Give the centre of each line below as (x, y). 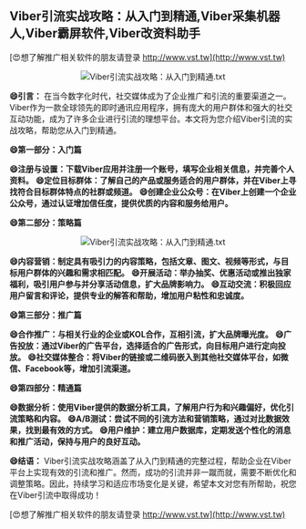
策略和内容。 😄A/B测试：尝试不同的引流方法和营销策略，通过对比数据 (149, 419)
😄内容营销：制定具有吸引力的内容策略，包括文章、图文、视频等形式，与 (145, 261)
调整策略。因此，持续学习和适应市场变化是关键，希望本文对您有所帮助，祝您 (153, 483)
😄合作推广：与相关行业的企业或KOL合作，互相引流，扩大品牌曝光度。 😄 (147, 334)
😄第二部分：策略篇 (46, 223)
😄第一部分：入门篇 (46, 150)
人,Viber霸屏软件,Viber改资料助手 (105, 33)
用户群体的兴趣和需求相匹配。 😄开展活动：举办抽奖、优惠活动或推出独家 (154, 273)
